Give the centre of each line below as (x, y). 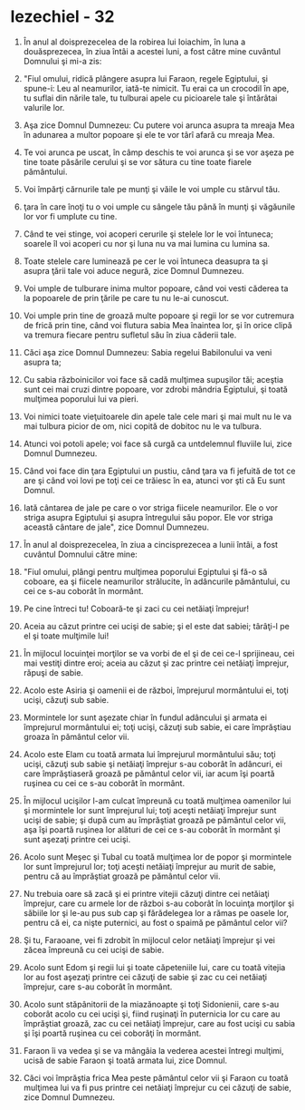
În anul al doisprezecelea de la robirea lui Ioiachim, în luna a (134, 42)
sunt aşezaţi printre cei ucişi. (77, 839)
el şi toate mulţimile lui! (66, 636)
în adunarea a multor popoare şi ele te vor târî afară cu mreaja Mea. (149, 134)
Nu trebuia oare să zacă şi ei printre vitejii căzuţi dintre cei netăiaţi (146, 893)
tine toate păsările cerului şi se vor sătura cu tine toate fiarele (138, 161)
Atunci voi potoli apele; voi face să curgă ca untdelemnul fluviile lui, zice (157, 443)
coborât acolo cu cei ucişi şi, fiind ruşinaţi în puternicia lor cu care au (152, 1014)
